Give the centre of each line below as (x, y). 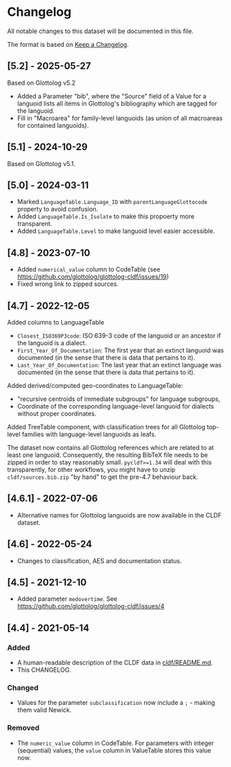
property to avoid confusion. (58, 209)
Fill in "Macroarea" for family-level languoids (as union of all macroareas (120, 118)
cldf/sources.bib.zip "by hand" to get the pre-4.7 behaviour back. (103, 477)
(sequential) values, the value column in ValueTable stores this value (114, 750)
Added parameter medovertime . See (67, 599)
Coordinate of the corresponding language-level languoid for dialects (115, 406)
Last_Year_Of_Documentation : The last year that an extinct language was (119, 365)
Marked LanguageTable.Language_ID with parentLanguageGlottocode (112, 202)
